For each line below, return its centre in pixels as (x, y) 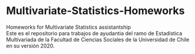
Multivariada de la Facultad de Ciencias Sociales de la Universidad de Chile (98, 39)
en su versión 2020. (30, 46)
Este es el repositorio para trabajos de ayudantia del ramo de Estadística (94, 33)
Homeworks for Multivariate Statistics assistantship (69, 27)
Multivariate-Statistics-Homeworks (95, 11)
